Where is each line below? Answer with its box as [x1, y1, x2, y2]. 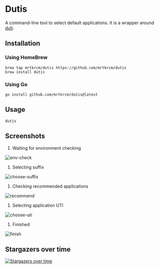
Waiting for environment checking [12, 145, 81, 151]
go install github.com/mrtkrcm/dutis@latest [5, 92, 98, 97]
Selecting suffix [12, 164, 44, 170]
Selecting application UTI [12, 202, 64, 208]
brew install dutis [5, 69, 45, 74]
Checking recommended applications [12, 183, 89, 189]
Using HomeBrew [5, 54, 48, 61]
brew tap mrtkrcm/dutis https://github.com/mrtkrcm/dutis [5, 65, 127, 70]
